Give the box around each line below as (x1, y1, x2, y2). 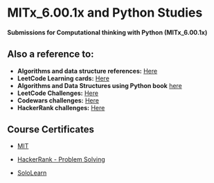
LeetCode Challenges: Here (17, 89, 99, 97)
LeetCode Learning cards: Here (17, 74, 109, 82)
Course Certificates (7, 123, 95, 135)
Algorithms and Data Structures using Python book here (17, 81, 182, 89)
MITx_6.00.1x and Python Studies (7, 5, 203, 21)
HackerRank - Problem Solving (17, 155, 105, 164)
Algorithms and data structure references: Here (17, 67, 158, 75)
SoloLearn (17, 168, 47, 177)
